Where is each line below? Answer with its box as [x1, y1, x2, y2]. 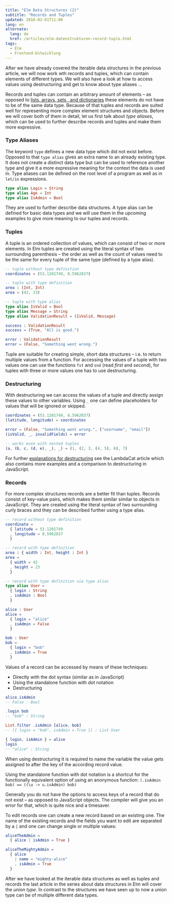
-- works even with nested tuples [5, 441, 80, 446]
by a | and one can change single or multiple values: [5, 823, 117, 829]
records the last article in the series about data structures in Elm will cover [5, 881, 162, 887]
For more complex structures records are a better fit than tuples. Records [5, 490, 160, 497]
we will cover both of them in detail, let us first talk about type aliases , [5, 113, 154, 119]
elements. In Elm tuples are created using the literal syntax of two [5, 245, 144, 252]
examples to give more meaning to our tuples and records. [5, 216, 129, 222]
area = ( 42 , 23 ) [5, 290, 40, 295]
